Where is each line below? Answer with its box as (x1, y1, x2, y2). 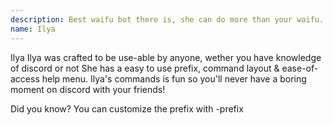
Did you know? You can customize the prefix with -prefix (10, 102, 244, 115)
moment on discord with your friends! (10, 83, 166, 95)
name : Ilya (10, 24, 56, 34)
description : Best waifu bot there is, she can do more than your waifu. (10, 14, 325, 25)
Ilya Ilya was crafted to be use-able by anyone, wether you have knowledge (10, 51, 322, 63)
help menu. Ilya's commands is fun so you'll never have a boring (41, 72, 307, 85)
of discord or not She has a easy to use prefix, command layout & (10, 62, 280, 74)
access (10, 72, 40, 85)
